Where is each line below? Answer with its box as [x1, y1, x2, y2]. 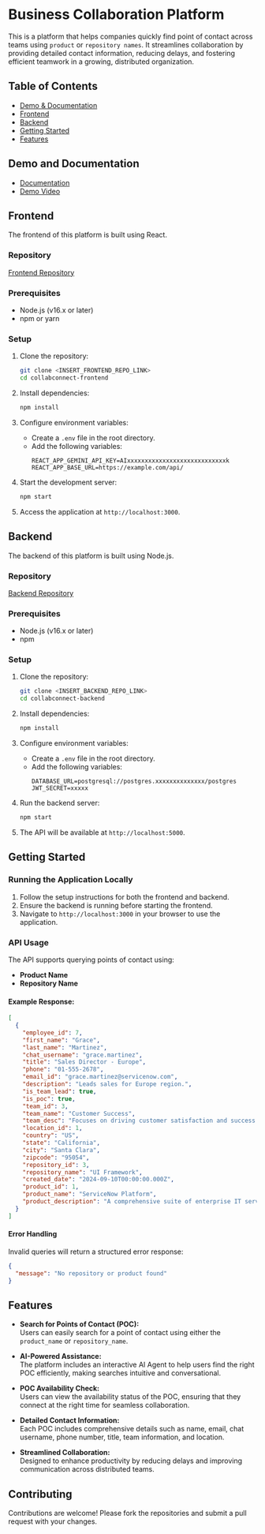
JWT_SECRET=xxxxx [31, 784, 89, 792]
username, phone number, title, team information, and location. [19, 1432, 225, 1442]
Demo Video [19, 186, 61, 196]
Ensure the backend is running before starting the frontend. [19, 900, 213, 910]
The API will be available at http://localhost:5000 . [19, 827, 185, 837]
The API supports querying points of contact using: [8, 955, 175, 964]
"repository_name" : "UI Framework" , [22, 1168, 144, 1177]
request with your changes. [8, 1517, 97, 1526]
